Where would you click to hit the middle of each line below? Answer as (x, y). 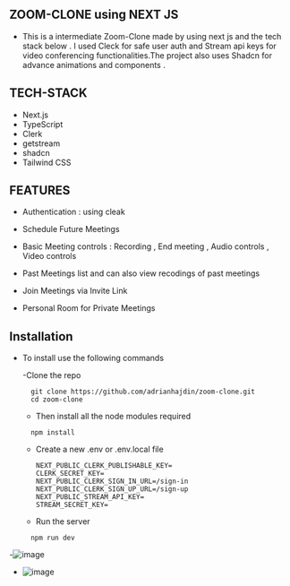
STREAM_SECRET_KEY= (72, 505)
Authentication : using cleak (73, 212)
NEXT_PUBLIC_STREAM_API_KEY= (90, 497)
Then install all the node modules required (113, 417)
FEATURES (40, 190)
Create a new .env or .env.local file (99, 449)
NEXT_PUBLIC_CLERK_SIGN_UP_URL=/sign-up (112, 489)
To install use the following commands (93, 358)
